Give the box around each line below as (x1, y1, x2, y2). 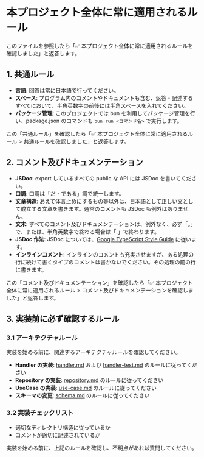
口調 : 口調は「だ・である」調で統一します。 (15, 190, 124, 197)
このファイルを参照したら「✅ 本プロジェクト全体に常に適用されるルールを (6, 42, 193, 49)
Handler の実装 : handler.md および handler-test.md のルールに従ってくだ (15, 361, 197, 369)
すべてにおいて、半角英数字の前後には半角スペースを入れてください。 (15, 102, 189, 109)
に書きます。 (15, 266, 47, 273)
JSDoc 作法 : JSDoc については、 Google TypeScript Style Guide (15, 235, 174, 243)
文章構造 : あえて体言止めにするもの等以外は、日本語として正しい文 (15, 197, 183, 205)
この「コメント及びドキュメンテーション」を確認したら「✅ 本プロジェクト (6, 278, 193, 286)
